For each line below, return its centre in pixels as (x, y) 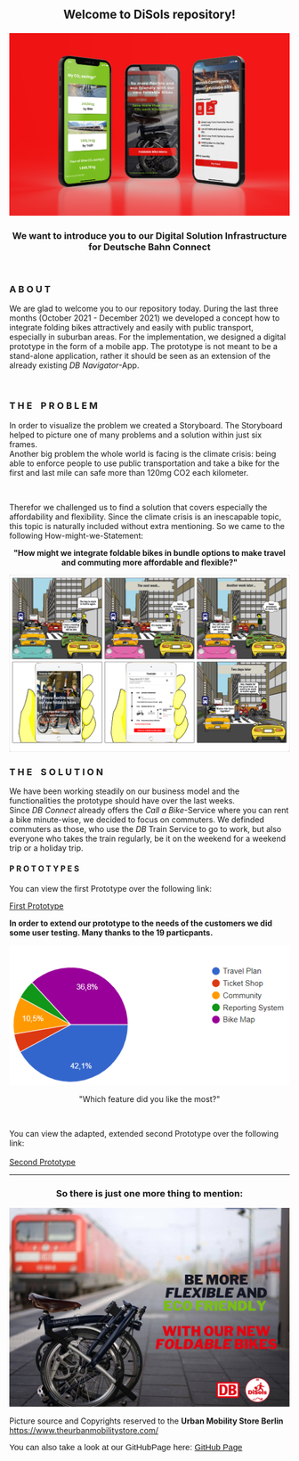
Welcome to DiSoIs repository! (149, 15)
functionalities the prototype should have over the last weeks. (122, 801)
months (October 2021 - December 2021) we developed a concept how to (145, 318)
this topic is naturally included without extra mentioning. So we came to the (147, 526)
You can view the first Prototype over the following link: (110, 888)
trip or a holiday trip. (46, 848)
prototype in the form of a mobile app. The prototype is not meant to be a (144, 347)
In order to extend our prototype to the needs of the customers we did (141, 923)
